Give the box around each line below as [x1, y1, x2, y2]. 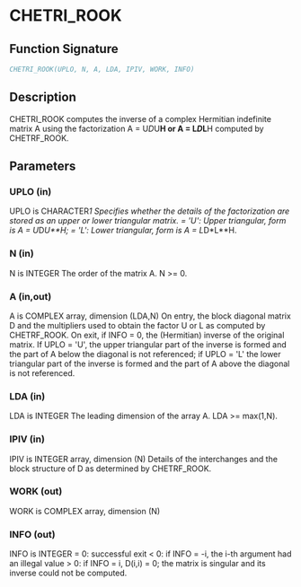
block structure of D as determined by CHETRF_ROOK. [9, 463, 212, 474]
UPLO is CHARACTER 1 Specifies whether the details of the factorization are [9, 206, 290, 216]
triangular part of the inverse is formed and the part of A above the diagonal [9, 358, 290, 369]
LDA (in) [9, 390, 46, 402]
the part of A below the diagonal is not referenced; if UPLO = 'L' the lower [9, 348, 281, 359]
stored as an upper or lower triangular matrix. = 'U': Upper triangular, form [9, 215, 287, 226]
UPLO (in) [9, 186, 52, 197]
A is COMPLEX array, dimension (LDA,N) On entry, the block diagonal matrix [9, 311, 292, 321]
